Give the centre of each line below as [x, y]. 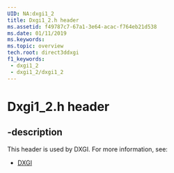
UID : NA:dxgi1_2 [31, 14]
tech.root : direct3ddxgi [43, 53]
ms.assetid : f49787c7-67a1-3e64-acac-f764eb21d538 [82, 27]
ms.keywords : [26, 40]
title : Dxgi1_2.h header [43, 20]
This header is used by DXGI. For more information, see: [88, 149]
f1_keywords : [26, 59]
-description [35, 132]
